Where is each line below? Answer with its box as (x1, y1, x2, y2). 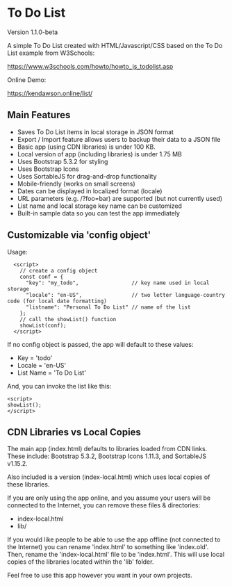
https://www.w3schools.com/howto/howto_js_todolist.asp (7, 62, 174, 70)
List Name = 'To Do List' (17, 368, 87, 377)
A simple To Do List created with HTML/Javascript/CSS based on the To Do (7, 41, 223, 49)
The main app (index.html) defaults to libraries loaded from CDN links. (7, 445, 208, 453)
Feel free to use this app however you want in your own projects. (7, 571, 193, 580)
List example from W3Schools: (7, 49, 95, 57)
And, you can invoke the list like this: (7, 382, 112, 390)
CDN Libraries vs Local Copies (7, 426, 141, 438)
